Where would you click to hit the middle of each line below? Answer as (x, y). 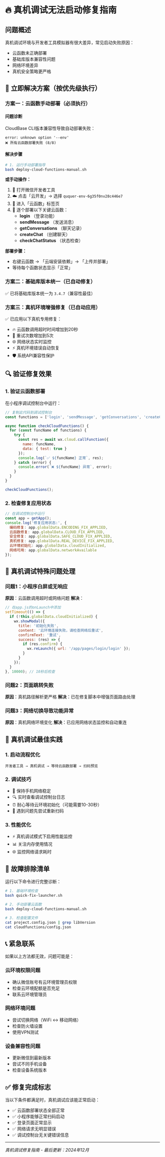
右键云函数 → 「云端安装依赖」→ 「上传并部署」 (61, 262)
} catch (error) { (33, 462)
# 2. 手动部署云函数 (24, 905)
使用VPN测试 (25, 1032)
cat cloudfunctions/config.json (38, 927)
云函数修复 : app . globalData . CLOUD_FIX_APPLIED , (57, 532)
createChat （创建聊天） (45, 235)
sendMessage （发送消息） (48, 222)
